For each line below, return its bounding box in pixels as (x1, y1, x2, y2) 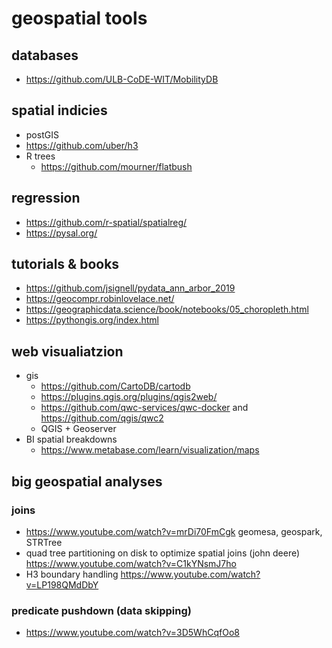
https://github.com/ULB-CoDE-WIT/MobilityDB (25, 73, 219, 85)
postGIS (25, 128, 59, 141)
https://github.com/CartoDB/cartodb (40, 380, 191, 392)
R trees (25, 150, 56, 162)
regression (11, 190, 81, 207)
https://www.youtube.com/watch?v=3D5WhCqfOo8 (25, 627, 240, 639)
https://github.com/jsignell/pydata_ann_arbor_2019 (25, 282, 236, 294)
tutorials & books (11, 256, 120, 273)
